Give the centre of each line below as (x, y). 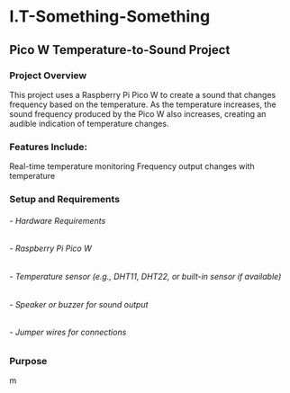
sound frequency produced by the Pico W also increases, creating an (138, 113)
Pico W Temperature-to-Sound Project (120, 50)
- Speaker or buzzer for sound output (79, 304)
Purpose (28, 361)
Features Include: (49, 147)
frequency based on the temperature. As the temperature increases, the (143, 104)
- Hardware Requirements (58, 220)
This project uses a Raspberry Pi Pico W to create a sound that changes (143, 94)
